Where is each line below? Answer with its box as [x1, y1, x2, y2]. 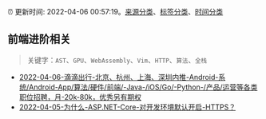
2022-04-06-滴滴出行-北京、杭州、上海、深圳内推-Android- [18, 72, 219, 81]
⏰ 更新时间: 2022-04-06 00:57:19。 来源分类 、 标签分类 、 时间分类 [7, 7, 224, 16]
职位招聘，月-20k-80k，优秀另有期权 [18, 92, 141, 101]
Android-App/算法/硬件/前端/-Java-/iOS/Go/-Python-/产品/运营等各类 [28, 82, 258, 92]
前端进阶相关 [7, 33, 71, 46]
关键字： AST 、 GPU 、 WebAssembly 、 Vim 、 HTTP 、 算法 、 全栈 [26, 55, 208, 65]
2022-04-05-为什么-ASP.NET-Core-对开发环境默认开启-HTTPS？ [18, 102, 236, 112]
